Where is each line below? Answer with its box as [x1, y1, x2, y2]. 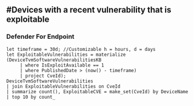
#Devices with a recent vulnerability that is [6, 5, 172, 15]
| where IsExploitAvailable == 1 [19, 62, 104, 68]
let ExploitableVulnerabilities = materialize [6, 51, 126, 58]
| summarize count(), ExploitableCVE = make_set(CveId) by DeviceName [6, 88, 189, 94]
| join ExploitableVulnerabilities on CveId [6, 83, 121, 90]
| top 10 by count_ [6, 94, 56, 100]
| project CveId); [19, 73, 67, 79]
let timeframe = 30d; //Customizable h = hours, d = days [6, 46, 156, 52]
